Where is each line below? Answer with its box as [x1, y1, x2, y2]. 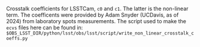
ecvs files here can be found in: [6, 24, 83, 31]
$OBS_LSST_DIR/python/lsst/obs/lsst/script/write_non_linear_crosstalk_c [6, 30, 195, 36]
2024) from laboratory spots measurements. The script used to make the [6, 18, 187, 24]
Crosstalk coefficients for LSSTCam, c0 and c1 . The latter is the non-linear [6, 5, 189, 12]
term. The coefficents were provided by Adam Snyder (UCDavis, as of [6, 11, 179, 18]
